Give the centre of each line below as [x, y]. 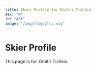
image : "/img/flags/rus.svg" [35, 23]
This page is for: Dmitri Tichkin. [37, 62]
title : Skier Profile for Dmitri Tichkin [48, 10]
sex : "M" [14, 14]
